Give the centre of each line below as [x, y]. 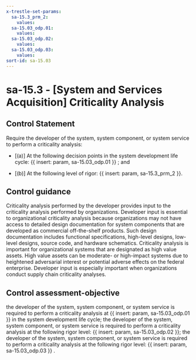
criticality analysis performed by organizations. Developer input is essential [97, 212]
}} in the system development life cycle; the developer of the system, [89, 319]
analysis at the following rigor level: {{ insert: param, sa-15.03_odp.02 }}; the [98, 332]
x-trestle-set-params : [34, 11]
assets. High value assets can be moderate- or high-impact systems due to [97, 255]
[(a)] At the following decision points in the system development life [96, 156]
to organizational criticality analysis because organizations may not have [94, 218]
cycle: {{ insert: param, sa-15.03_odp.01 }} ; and [72, 162]
